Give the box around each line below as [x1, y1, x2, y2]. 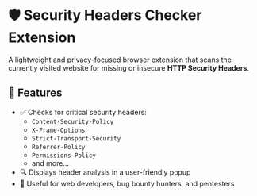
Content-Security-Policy [31, 117, 114, 125]
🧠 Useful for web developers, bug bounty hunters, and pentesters [19, 179, 235, 188]
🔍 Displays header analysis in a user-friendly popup [19, 167, 191, 177]
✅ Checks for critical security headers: [19, 107, 147, 117]
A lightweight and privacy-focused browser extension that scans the [8, 55, 232, 64]
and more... [31, 158, 70, 167]
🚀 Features [8, 86, 63, 100]
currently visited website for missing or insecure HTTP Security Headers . [8, 63, 250, 72]
